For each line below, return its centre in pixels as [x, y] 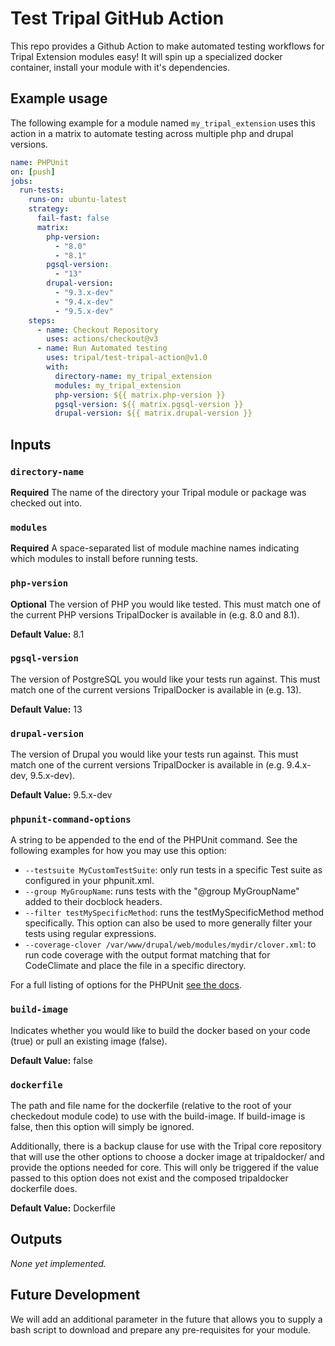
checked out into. [46, 503]
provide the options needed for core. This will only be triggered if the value [164, 1168]
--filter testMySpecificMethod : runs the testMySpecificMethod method [174, 913]
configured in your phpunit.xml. [89, 881]
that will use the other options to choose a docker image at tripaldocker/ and [167, 1157]
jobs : [21, 181]
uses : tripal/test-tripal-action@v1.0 [127, 358]
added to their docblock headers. [93, 902]
